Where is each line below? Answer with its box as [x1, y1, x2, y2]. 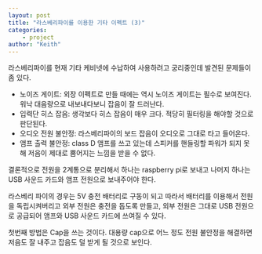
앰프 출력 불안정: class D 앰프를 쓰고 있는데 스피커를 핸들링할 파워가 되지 [19, 139, 242, 148]
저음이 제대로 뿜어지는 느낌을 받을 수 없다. [27, 148, 156, 158]
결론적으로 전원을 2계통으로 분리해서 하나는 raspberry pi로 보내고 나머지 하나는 [8, 165, 251, 175]
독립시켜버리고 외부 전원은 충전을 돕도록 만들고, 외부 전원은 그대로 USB [16, 201, 234, 211]
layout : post [8, 11, 51, 20]
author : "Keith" [8, 41, 61, 49]
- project [22, 33, 55, 42]
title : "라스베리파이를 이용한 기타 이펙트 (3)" [8, 19, 145, 27]
